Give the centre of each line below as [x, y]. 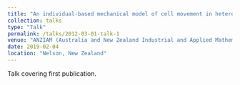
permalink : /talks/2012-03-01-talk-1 [64, 34]
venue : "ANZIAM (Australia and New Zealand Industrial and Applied [110, 40]
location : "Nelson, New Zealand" [57, 54]
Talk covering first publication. [52, 73]
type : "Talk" [27, 27]
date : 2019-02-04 [33, 47]
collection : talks [35, 21]
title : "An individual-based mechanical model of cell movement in [110, 14]
